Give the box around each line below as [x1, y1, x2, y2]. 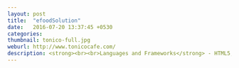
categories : [7, 30, 43, 38]
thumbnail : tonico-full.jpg [7, 37, 91, 44]
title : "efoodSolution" [7, 17, 81, 24]
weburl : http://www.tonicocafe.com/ [7, 43, 116, 50]
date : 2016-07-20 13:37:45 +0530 [7, 23, 113, 30]
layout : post [7, 10, 46, 18]
